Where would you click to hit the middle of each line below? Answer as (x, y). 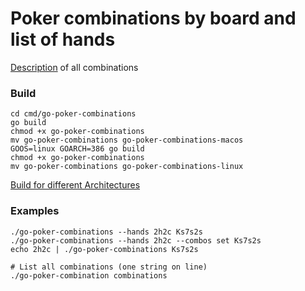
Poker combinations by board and (153, 18)
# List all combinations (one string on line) (109, 267)
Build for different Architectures (75, 185)
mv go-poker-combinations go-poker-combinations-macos (127, 140)
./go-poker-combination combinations (89, 275)
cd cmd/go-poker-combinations (73, 114)
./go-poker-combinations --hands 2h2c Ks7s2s (106, 232)
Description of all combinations (74, 67)
